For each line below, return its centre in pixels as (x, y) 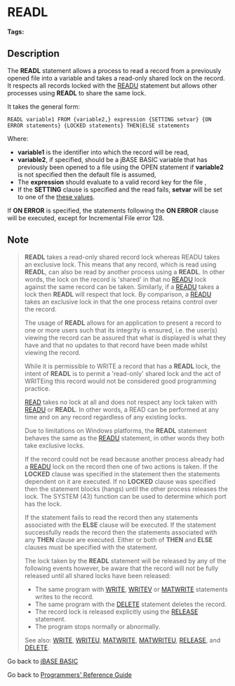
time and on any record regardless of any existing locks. (106, 417)
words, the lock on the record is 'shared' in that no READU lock (115, 279)
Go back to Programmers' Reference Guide (69, 675)
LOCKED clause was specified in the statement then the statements (122, 473)
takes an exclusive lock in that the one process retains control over (121, 302)
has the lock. (43, 504)
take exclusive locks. (54, 445)
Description (33, 54)
